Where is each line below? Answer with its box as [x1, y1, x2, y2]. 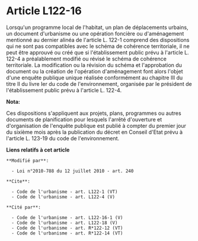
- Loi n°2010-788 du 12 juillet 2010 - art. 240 [11, 168, 134, 174]
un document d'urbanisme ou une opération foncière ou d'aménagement [6, 30, 184, 37]
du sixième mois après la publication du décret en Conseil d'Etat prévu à [6, 128, 183, 136]
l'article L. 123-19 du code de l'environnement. [6, 134, 120, 142]
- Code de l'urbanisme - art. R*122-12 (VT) [11, 225, 123, 231]
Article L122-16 [6, 4, 82, 18]
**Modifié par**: [6, 158, 49, 163]
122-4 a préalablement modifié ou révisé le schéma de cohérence [6, 55, 167, 62]
